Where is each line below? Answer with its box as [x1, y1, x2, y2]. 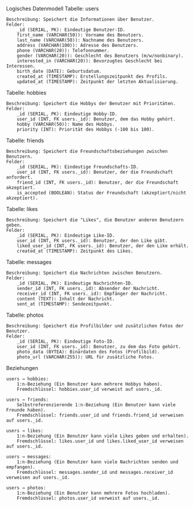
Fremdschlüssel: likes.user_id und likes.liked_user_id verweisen [17, 438, 184, 444]
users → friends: [6, 397, 49, 403]
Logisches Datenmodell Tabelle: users [6, 5, 99, 12]
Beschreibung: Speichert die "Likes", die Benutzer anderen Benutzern [6, 217, 184, 223]
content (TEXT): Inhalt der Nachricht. [17, 296, 115, 302]
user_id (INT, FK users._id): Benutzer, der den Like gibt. [17, 238, 168, 244]
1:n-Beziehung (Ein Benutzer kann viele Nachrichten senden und [17, 459, 179, 465]
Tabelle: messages [6, 259, 52, 266]
